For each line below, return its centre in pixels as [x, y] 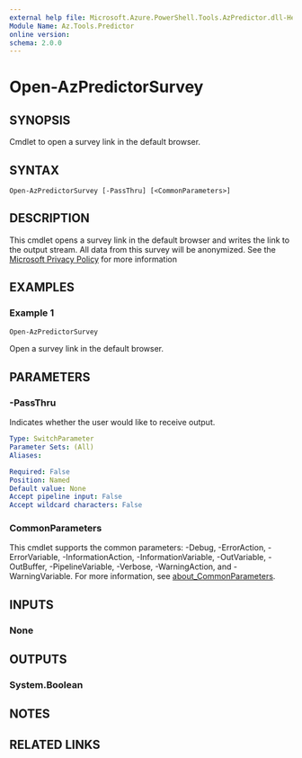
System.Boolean [46, 685]
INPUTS [31, 605]
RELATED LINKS [55, 744]
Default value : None [48, 488]
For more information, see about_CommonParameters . [175, 576]
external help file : [48, 18]
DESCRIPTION [49, 218]
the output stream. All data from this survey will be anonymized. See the [142, 249]
